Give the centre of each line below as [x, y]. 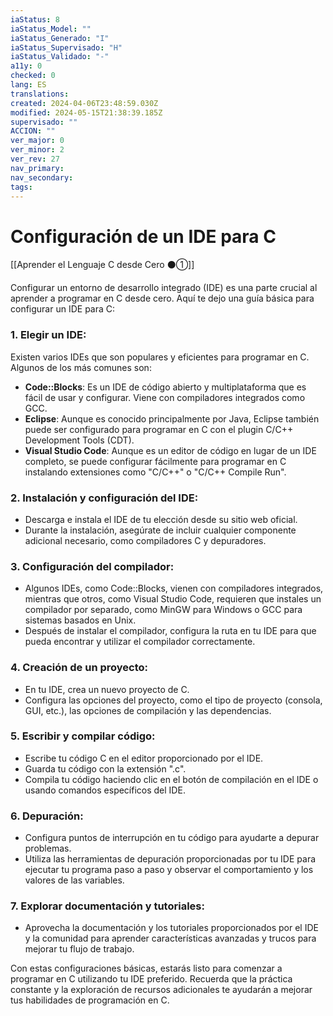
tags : [21, 187]
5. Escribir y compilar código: [83, 736]
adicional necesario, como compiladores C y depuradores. [145, 540]
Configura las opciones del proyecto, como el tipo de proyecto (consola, [173, 700]
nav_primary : [37, 168]
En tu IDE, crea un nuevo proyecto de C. [107, 689]
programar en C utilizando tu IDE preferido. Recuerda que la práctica [151, 979]
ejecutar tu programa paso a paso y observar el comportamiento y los [169, 870]
